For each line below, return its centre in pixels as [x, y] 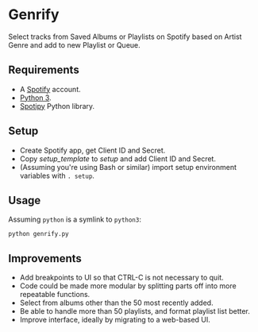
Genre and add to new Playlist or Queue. [74, 44]
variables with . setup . [57, 176]
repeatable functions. [55, 295]
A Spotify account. [50, 89]
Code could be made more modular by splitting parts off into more [128, 286]
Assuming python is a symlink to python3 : [75, 219]
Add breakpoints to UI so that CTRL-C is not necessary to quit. [121, 278]
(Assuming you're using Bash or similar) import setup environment [128, 167]
